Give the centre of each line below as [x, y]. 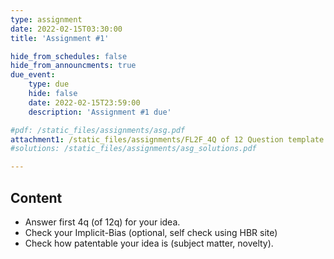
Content [36, 197]
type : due [49, 84]
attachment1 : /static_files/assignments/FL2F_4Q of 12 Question [147, 139]
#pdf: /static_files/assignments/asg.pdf [98, 130]
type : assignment [46, 19]
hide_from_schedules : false [69, 56]
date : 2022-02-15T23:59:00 [84, 102]
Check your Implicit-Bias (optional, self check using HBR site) [151, 232]
